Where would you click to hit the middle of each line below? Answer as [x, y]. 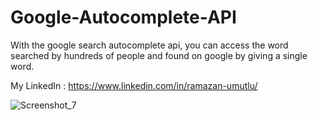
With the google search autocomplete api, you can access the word [149, 45]
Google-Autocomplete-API [123, 17]
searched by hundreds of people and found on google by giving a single [159, 55]
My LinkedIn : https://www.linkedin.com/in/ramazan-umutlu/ [134, 85]
